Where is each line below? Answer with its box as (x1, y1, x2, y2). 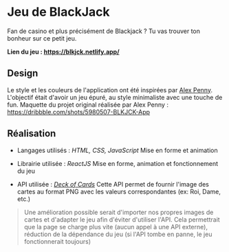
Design (7, 67, 39, 79)
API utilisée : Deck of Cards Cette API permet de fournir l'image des (17, 180, 210, 188)
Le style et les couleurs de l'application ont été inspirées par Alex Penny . (7, 85, 213, 94)
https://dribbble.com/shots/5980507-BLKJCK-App (7, 107, 150, 116)
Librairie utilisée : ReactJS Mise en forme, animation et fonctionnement (17, 159, 219, 167)
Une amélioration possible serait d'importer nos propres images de (23, 208, 214, 216)
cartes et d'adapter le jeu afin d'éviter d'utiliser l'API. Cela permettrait (23, 215, 220, 224)
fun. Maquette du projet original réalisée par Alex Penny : (7, 101, 168, 109)
